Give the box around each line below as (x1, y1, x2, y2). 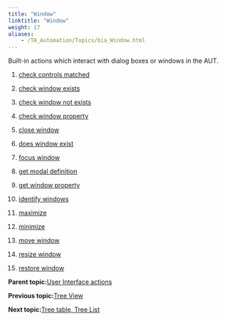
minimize (18, 223, 46, 231)
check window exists (18, 84, 80, 93)
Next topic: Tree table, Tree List (8, 305, 100, 314)
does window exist (18, 140, 74, 148)
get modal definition (18, 167, 78, 175)
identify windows (18, 195, 69, 203)
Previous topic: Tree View (8, 292, 84, 300)
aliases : (8, 30, 34, 38)
